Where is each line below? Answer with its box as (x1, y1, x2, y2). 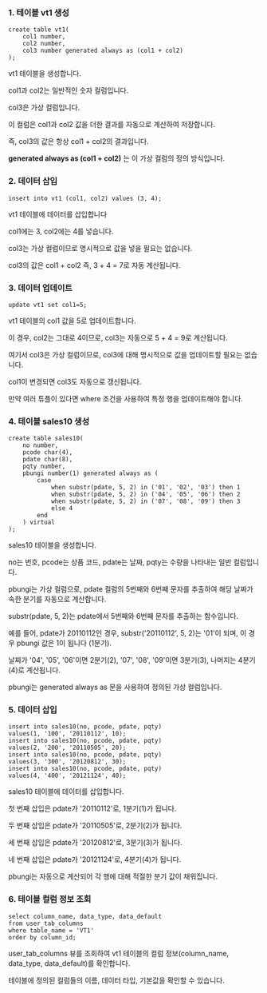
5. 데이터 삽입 (8, 704, 57, 716)
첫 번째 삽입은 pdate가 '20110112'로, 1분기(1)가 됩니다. (8, 804, 177, 813)
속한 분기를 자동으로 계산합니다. (8, 594, 107, 604)
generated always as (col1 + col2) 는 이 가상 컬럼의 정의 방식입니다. (8, 154, 226, 163)
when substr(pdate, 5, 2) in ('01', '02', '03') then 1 (50, 484, 241, 492)
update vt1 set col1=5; (8, 301, 88, 309)
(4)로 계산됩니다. (8, 665, 61, 675)
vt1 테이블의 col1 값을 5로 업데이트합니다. (8, 316, 137, 325)
